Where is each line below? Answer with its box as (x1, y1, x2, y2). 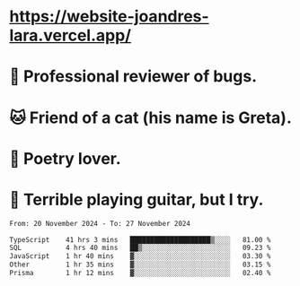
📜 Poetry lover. (9, 148, 121, 169)
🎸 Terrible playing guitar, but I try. (9, 189, 264, 210)
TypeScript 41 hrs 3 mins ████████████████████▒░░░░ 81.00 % (9, 235, 271, 244)
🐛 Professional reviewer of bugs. (9, 66, 258, 87)
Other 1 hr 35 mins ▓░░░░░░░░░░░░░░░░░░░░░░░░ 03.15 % (9, 260, 271, 270)
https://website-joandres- (9, 6, 209, 27)
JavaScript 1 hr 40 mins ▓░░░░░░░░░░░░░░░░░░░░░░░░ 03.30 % (9, 252, 271, 261)
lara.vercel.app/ (9, 25, 132, 46)
